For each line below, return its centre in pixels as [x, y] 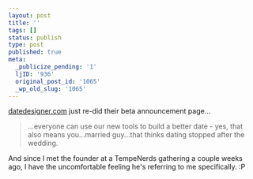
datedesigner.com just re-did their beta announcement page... [110, 111]
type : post [26, 45]
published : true [35, 52]
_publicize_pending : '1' [56, 67]
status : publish [35, 37]
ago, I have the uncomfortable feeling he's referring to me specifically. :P [127, 167]
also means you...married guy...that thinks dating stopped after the [136, 135]
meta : [17, 60]
